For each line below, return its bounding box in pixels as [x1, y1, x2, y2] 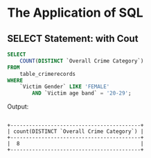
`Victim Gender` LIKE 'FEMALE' [19, 84, 110, 90]
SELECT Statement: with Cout [7, 33, 139, 45]
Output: [7, 102, 29, 111]
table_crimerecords [19, 70, 76, 77]
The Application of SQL [7, 5, 143, 21]
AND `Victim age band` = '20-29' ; [32, 90, 132, 97]
